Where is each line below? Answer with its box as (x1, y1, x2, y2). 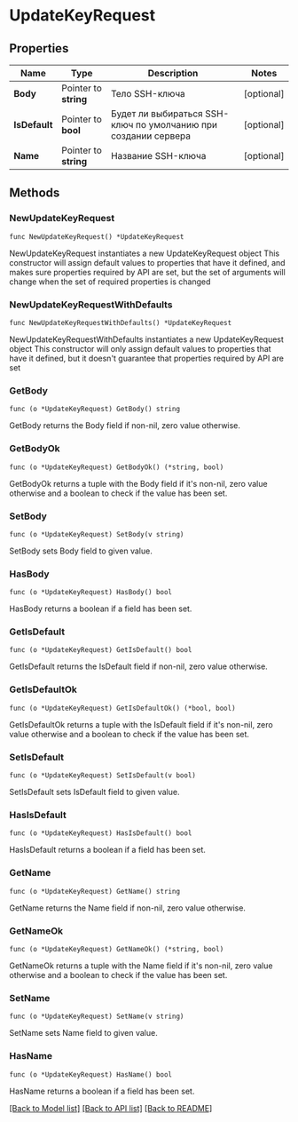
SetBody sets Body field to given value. (9, 545, 153, 556)
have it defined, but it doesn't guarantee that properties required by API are (9, 353, 284, 363)
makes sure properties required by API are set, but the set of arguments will (9, 267, 286, 277)
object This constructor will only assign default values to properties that (9, 343, 272, 354)
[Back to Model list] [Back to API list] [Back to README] (9, 1102, 213, 1113)
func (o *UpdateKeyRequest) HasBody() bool (9, 588, 173, 597)
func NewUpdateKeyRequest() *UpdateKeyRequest (9, 232, 184, 241)
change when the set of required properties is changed (9, 276, 211, 287)
